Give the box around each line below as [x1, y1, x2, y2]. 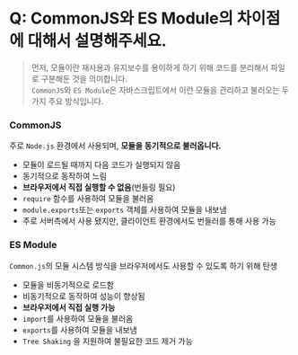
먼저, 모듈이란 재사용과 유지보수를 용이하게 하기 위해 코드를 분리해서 [31, 62, 269, 73]
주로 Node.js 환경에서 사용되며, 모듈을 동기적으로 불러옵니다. [9, 140, 222, 151]
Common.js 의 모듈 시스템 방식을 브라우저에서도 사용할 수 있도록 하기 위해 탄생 [9, 260, 278, 271]
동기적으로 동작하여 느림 [22, 171, 108, 182]
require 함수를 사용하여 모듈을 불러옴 [22, 193, 154, 204]
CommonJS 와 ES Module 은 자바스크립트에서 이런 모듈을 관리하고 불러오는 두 [31, 84, 290, 95]
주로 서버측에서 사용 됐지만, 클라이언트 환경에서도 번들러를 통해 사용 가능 [22, 216, 276, 226]
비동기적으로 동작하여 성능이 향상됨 [22, 290, 145, 301]
